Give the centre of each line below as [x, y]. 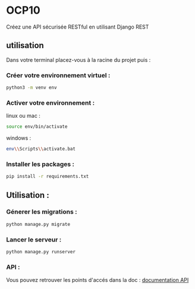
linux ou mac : [23, 116]
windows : [19, 138]
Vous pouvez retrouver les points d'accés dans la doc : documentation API [97, 280]
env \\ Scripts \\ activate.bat [41, 149]
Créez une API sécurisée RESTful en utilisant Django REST [78, 27]
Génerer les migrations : [42, 212]
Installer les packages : [40, 164]
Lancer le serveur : [34, 240]
